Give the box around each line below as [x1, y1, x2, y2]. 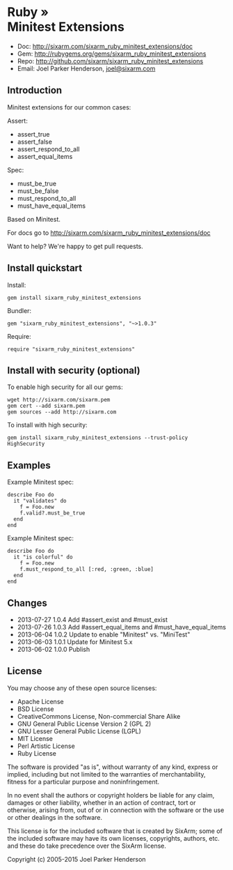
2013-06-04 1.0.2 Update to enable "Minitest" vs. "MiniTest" [17, 630, 191, 639]
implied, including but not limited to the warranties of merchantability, [7, 770, 207, 778]
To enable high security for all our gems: [7, 383, 123, 391]
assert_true [17, 130, 50, 138]
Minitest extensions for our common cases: [7, 102, 131, 112]
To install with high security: [7, 421, 88, 429]
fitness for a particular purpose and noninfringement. [7, 777, 160, 786]
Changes [7, 597, 47, 609]
